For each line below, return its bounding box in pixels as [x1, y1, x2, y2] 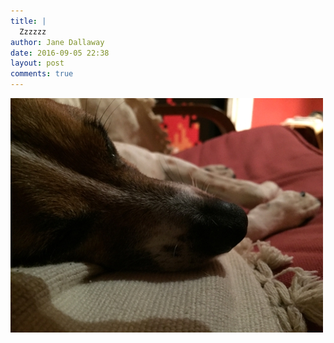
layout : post [10, 58, 65, 69]
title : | [10, 16, 47, 26]
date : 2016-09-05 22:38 [10, 48, 110, 58]
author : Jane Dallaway [10, 37, 105, 47]
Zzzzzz [19, 26, 47, 37]
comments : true [10, 69, 74, 79]
